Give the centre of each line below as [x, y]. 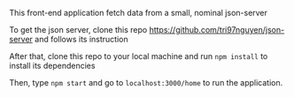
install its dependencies [52, 66]
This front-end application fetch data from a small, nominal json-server [139, 13]
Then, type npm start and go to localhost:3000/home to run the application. [146, 82]
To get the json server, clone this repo [78, 30]
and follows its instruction [81, 39]
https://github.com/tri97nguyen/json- [217, 30]
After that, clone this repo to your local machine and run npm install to [139, 56]
